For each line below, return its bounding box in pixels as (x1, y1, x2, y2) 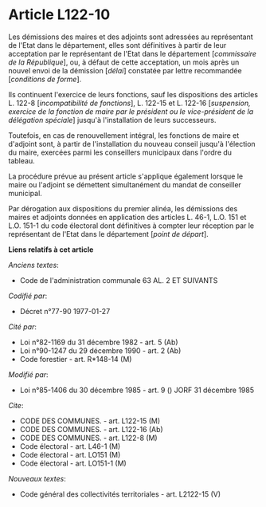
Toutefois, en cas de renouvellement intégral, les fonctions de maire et (8, 130, 240, 140)
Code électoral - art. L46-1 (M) (19, 441, 121, 451)
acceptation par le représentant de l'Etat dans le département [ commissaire (8, 49, 257, 58)
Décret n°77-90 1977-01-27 (19, 306, 111, 316)
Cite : (8, 400, 24, 410)
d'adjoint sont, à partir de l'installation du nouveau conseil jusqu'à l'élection (8, 139, 256, 148)
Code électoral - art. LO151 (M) (19, 450, 121, 459)
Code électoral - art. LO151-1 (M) (19, 458, 127, 468)
